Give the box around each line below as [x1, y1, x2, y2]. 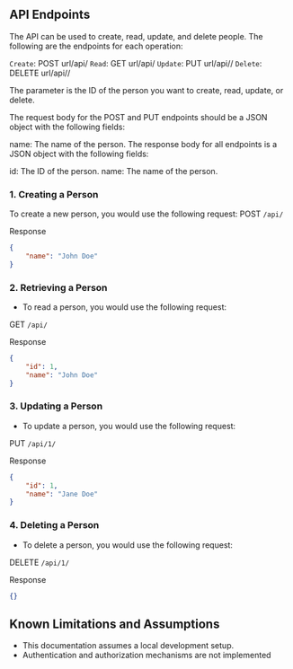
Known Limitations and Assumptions [9, 616, 220, 631]
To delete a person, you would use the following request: [22, 539, 234, 550]
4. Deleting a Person [9, 519, 100, 532]
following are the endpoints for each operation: [9, 40, 183, 51]
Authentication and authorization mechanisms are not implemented [22, 650, 271, 661]
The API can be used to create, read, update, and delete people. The [9, 31, 263, 41]
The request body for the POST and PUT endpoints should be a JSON [9, 111, 268, 122]
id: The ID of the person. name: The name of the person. [9, 165, 218, 176]
